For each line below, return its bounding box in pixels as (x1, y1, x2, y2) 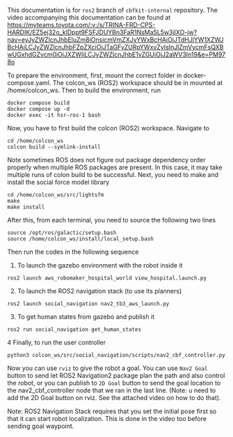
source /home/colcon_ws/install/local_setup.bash (7, 236, 154, 243)
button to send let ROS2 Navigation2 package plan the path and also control (7, 371, 225, 379)
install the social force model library (7, 178, 110, 186)
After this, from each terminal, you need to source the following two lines (7, 216, 216, 224)
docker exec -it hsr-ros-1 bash (7, 112, 101, 118)
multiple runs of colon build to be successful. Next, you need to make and (7, 171, 219, 178)
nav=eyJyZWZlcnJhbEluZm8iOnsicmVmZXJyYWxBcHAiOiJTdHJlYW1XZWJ (7, 36, 224, 44)
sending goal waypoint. (7, 422, 74, 430)
